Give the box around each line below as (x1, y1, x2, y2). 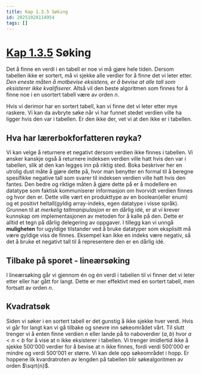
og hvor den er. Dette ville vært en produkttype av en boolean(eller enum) (6, 193, 188, 201)
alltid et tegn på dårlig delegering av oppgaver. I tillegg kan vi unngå (6, 219, 174, 226)
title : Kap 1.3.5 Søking (6, 8, 68, 15)
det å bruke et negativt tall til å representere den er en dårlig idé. (6, 238, 165, 245)
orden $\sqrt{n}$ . (6, 362, 50, 369)
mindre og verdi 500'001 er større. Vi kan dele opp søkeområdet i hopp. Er (6, 349, 190, 356)
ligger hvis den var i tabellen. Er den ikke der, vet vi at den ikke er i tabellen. (6, 115, 193, 123)
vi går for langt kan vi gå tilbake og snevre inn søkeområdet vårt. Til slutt (6, 323, 184, 331)
